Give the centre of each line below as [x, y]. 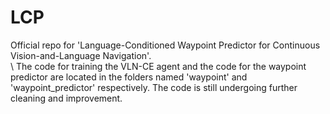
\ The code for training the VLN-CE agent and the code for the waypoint [158, 66]
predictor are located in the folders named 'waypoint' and [129, 77]
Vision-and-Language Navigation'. [81, 55]
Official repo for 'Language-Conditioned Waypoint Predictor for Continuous [165, 45]
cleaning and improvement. [66, 98]
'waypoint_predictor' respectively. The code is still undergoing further [154, 87]
